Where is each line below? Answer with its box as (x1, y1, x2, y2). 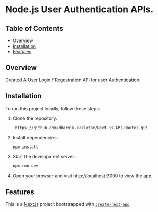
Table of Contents (5, 24, 64, 33)
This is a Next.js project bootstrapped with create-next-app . (5, 201, 131, 207)
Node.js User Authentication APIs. (5, 4, 154, 15)
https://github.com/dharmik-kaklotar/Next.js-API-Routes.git (15, 125, 148, 130)
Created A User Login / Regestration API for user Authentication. (5, 77, 141, 83)
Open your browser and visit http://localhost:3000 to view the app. (12, 173, 153, 179)
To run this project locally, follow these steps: (5, 105, 100, 111)
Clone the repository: (12, 115, 58, 121)
